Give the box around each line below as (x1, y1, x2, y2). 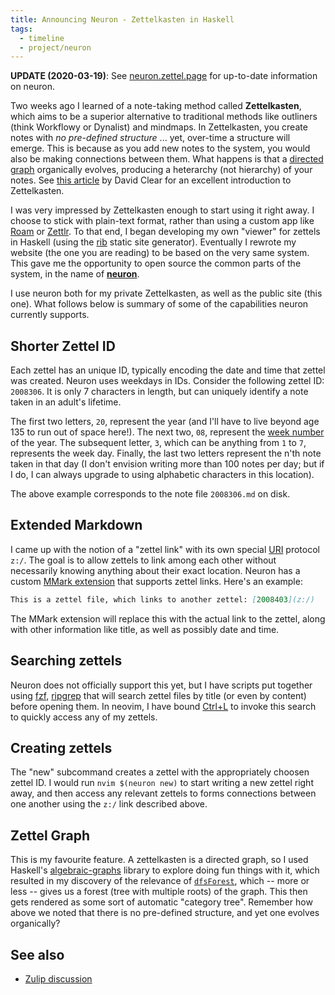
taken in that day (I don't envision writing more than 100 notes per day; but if (10, 458, 325, 470)
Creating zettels (10, 739, 113, 756)
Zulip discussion (24, 973, 93, 985)
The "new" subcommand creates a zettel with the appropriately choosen (10, 766, 310, 778)
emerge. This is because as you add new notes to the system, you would (10, 142, 311, 155)
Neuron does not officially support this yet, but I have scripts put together (10, 679, 313, 691)
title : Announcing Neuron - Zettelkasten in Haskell (10, 14, 235, 25)
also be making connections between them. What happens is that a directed (10, 153, 324, 165)
